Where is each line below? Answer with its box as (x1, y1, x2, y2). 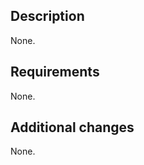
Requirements (10, 64, 100, 81)
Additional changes (10, 119, 135, 136)
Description (10, 8, 85, 25)
